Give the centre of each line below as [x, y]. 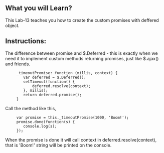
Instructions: [26, 41]
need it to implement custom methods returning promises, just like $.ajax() [82, 58]
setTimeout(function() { [49, 82]
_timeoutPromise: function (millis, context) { [67, 73]
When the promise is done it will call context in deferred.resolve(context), [81, 140]
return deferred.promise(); [52, 95]
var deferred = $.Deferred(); [55, 77]
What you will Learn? [39, 8]
